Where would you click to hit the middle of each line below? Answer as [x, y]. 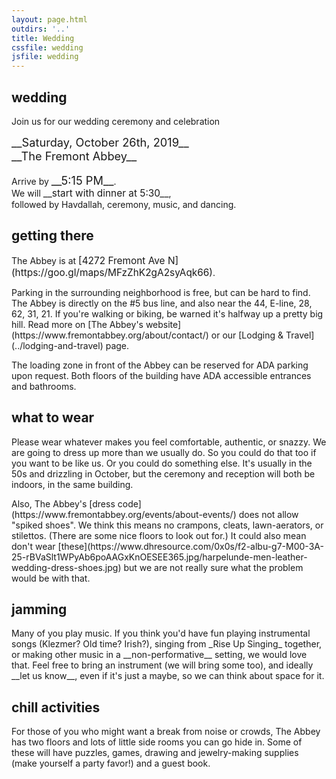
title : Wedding [43, 38]
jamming [39, 609]
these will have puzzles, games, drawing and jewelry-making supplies [155, 753]
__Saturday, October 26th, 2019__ [100, 142]
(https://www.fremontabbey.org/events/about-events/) [124, 514]
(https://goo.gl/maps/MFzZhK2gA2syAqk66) [112, 272]
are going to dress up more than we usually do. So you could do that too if [164, 452]
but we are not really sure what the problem [213, 567]
